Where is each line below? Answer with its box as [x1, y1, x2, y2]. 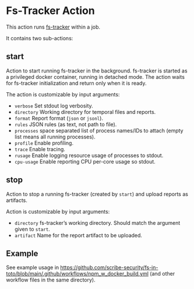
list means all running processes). [14, 133, 96, 140]
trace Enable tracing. [14, 145, 66, 152]
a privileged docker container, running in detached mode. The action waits [6, 73, 185, 80]
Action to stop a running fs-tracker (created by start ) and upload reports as [6, 190, 188, 197]
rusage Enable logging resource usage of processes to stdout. [14, 152, 164, 159]
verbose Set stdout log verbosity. [14, 102, 93, 109]
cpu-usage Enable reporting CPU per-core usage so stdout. [14, 158, 156, 165]
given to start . [14, 225, 51, 232]
